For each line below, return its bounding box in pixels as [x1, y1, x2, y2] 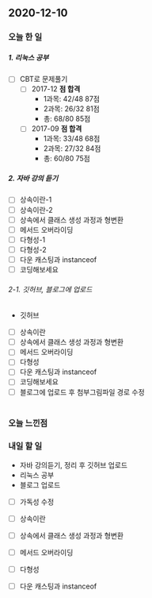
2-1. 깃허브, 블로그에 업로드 [8, 284, 93, 294]
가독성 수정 [19, 496, 55, 507]
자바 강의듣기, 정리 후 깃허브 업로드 [19, 460, 128, 469]
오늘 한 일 [8, 32, 42, 43]
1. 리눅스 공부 [8, 52, 49, 62]
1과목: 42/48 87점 [43, 95, 101, 104]
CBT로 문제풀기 [19, 75, 68, 84]
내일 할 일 [8, 441, 42, 452]
